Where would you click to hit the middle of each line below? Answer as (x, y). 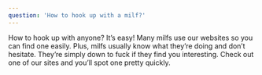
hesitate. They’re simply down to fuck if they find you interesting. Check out (131, 54)
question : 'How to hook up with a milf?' (77, 15)
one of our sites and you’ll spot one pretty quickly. (89, 62)
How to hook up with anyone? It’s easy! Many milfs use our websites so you (131, 37)
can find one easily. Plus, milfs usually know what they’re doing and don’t (127, 46)
